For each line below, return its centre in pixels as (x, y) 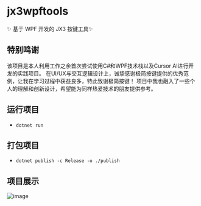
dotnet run (30, 125)
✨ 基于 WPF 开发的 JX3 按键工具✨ (50, 29)
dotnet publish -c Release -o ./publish (68, 161)
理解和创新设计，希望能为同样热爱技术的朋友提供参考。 (87, 88)
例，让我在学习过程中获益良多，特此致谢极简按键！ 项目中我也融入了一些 (98, 81)
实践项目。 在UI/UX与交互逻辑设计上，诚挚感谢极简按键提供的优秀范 (103, 73)
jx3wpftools (38, 11)
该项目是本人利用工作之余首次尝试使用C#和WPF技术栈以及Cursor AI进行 (98, 66)
